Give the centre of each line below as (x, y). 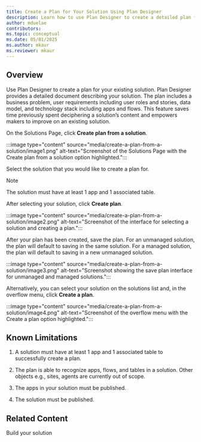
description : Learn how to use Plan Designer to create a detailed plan (99, 17)
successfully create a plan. (48, 358)
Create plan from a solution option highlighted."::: (67, 157)
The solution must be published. (54, 399)
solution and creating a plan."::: (45, 228)
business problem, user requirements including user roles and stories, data (98, 102)
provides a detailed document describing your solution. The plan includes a (99, 96)
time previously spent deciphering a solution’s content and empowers (92, 115)
